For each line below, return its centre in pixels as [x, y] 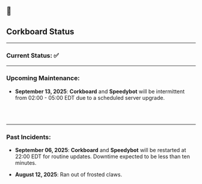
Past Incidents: [29, 137]
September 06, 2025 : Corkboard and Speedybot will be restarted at [100, 150]
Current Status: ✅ [32, 56]
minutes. [26, 163]
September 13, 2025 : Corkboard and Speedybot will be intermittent [100, 91]
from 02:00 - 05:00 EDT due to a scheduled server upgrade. [90, 97]
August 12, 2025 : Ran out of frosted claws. [68, 174]
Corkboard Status [40, 32]
